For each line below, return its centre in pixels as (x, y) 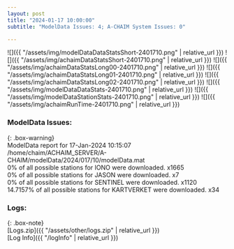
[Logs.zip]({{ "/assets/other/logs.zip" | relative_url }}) (83, 230)
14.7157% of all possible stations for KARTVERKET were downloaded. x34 (114, 190)
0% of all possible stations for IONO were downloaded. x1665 (96, 167)
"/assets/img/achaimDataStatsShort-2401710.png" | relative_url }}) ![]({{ (124, 60)
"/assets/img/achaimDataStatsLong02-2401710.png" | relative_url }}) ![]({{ (114, 82)
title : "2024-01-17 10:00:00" (51, 20)
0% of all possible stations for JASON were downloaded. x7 (93, 174)
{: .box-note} (25, 222)
